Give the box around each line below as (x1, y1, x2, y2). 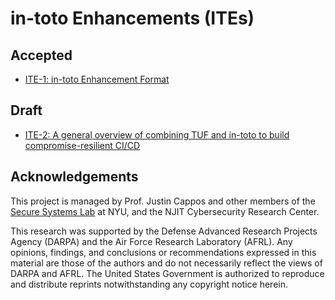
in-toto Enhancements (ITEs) (10, 7, 255, 30)
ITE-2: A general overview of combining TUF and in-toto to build (24, 128, 290, 141)
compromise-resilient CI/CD (24, 139, 141, 151)
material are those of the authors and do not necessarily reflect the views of (10, 257, 323, 269)
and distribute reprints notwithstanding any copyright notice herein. (10, 278, 289, 290)
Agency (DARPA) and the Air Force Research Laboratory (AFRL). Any (10, 235, 293, 247)
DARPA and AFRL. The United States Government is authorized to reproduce (10, 267, 325, 279)
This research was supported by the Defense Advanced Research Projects (10, 225, 318, 237)
